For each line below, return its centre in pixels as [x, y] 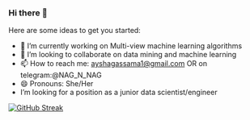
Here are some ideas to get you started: [75, 31]
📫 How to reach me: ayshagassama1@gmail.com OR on [114, 64]
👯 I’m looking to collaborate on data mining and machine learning [128, 55]
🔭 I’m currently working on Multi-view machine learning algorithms [131, 46]
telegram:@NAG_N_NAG [61, 75]
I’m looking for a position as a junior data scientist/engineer [119, 93]
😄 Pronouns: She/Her [57, 84]
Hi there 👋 [28, 13]
